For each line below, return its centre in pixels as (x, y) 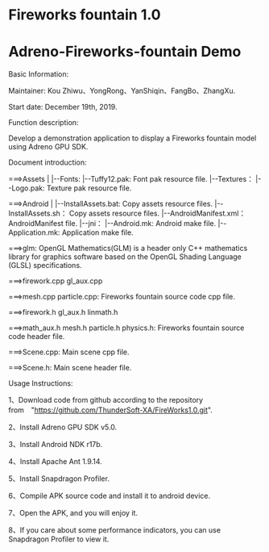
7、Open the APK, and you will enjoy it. (73, 513)
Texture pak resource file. (89, 188)
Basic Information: (39, 74)
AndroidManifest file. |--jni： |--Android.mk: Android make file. (112, 224)
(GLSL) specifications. (45, 266)
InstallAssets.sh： (38, 213)
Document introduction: (48, 162)
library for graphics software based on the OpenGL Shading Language (125, 257)
